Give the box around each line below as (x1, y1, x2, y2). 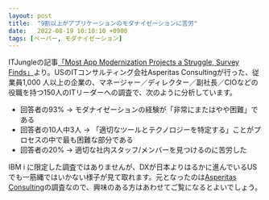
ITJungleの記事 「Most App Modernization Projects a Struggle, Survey (8, 57, 240, 67)
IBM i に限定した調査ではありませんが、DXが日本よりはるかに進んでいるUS (8, 162, 258, 172)
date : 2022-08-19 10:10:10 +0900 (8, 27, 128, 35)
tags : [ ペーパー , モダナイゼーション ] (8, 34, 122, 43)
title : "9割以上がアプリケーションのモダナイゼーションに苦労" (8, 19, 198, 27)
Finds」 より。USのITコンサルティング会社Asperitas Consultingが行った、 (8, 68, 253, 77)
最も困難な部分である (62, 135, 134, 145)
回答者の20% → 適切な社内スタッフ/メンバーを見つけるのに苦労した (19, 145, 247, 155)
